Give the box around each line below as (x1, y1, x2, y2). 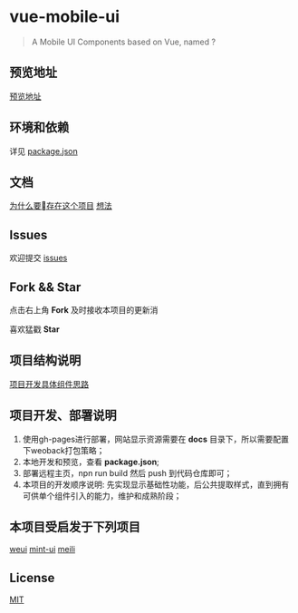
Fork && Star (9, 279, 82, 295)
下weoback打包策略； (22, 444, 105, 455)
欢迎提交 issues (9, 252, 68, 264)
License (9, 569, 55, 586)
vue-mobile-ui (9, 6, 120, 27)
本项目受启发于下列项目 (9, 520, 140, 535)
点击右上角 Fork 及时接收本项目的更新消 (9, 305, 159, 315)
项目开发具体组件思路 (9, 378, 89, 389)
